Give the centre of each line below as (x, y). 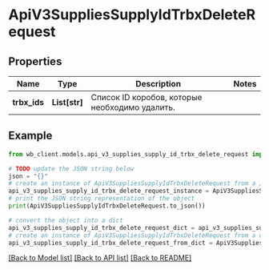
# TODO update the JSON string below (71, 169)
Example (30, 136)
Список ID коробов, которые (147, 97)
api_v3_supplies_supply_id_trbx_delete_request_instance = (109, 191)
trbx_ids (28, 102)
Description (159, 84)
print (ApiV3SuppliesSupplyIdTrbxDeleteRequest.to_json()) (107, 206)
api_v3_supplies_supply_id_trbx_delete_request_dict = (102, 228)
